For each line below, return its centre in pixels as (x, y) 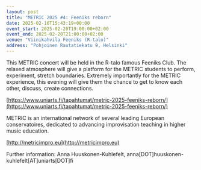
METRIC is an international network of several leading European (85, 118)
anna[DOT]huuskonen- (155, 154)
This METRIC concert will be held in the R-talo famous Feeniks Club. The (96, 62)
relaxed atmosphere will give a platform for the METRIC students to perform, (101, 69)
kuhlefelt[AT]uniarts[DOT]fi (40, 160)
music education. (28, 131)
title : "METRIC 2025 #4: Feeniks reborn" (59, 17)
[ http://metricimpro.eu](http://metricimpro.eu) (63, 142)
